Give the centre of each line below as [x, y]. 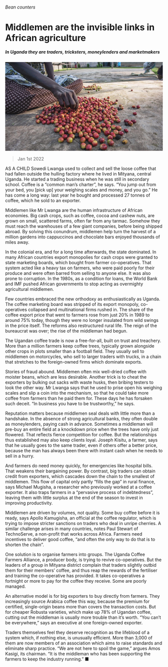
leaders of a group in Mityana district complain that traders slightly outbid [81, 565]
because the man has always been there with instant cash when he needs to [84, 451]
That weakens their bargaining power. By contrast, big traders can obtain [80, 471]
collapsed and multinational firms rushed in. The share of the [91, 310]
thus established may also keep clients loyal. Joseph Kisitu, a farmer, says [81, 440]
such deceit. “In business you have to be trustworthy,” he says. [70, 404]
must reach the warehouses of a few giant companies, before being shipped [84, 226]
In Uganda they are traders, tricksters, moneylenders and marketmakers [82, 52]
